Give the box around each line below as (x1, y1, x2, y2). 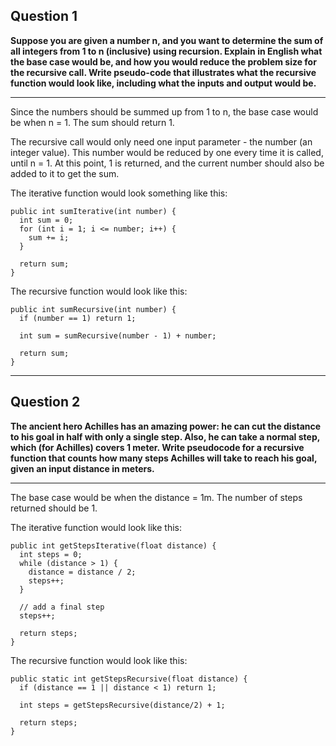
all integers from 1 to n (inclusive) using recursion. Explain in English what (10, 45, 323, 57)
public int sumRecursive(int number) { (10, 304, 177, 314)
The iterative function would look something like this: (10, 187, 228, 199)
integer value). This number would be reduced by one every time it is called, (10, 146, 324, 158)
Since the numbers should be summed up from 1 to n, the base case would (10, 105, 319, 118)
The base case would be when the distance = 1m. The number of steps (10, 491, 303, 503)
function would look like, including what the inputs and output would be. (10, 77, 317, 89)
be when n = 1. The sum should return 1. (10, 116, 175, 128)
